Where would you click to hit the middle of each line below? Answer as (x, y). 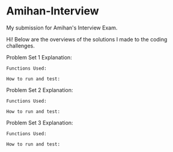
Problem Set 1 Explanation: (39, 57)
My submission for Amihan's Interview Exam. (62, 28)
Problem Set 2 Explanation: (40, 90)
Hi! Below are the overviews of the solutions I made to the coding (87, 39)
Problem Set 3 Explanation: (40, 123)
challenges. (20, 46)
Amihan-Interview (53, 11)
